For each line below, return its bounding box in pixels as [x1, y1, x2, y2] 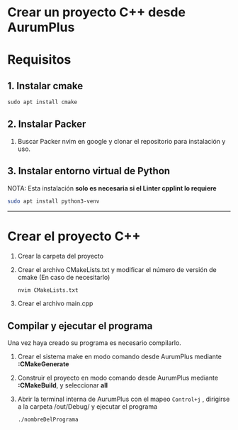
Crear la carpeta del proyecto [17, 251, 104, 260]
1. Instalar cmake [7, 79, 84, 92]
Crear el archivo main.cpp [17, 299, 93, 308]
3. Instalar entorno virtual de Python [7, 165, 171, 177]
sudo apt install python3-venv [7, 198, 100, 205]
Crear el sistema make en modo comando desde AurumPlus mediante [17, 352, 222, 361]
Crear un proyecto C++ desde [7, 4, 186, 21]
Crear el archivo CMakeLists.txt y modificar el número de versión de [17, 265, 217, 273]
